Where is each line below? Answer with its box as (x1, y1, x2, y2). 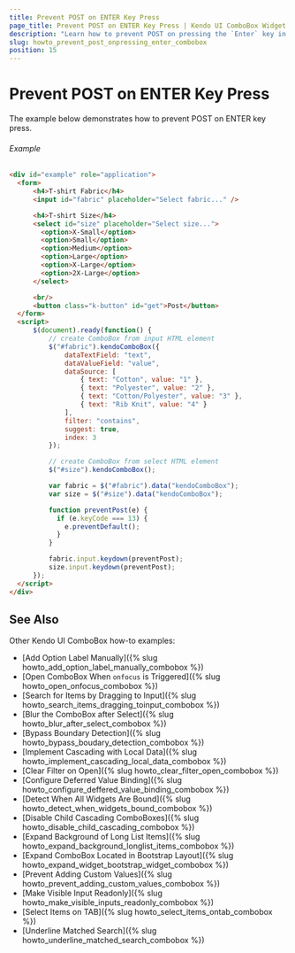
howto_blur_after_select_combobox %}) (21, 718, 167, 729)
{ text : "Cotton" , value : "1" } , (79, 376, 203, 384)
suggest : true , (64, 424, 121, 434)
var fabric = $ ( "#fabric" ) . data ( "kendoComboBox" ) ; (48, 482, 239, 491)
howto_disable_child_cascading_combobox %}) (21, 822, 195, 833)
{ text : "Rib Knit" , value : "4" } (79, 400, 208, 409)
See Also (9, 612, 59, 627)
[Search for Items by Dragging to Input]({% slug (21, 690, 197, 701)
